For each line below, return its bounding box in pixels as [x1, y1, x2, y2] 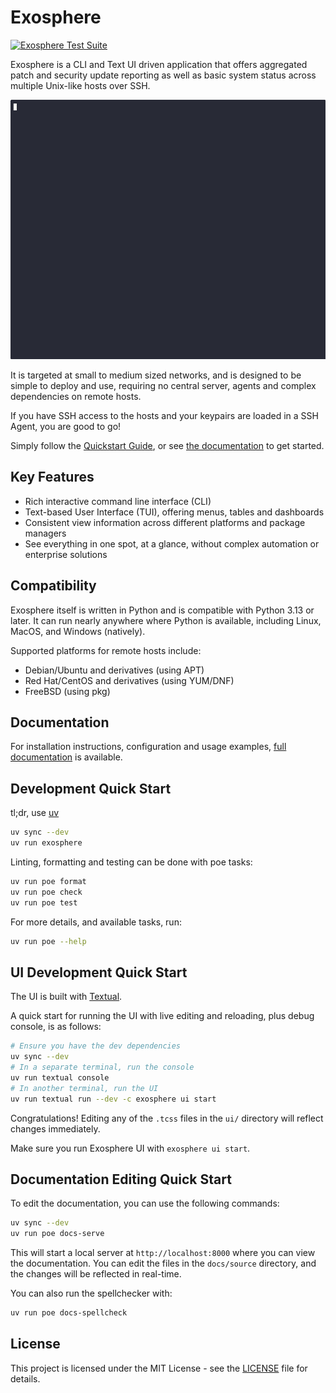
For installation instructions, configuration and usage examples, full [10, 741, 287, 753]
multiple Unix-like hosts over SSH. [10, 79, 151, 91]
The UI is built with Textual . [10, 991, 123, 1003]
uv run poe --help [10, 936, 87, 946]
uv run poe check [10, 887, 83, 897]
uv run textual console [10, 1072, 110, 1083]
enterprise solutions [24, 548, 108, 560]
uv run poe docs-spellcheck [10, 1308, 128, 1318]
